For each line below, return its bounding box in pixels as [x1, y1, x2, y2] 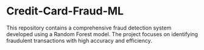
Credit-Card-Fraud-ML [6, 4, 124, 18]
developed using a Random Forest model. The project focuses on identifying [6, 30, 199, 37]
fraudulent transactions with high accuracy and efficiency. [6, 37, 152, 44]
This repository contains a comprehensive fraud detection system [6, 24, 172, 31]
